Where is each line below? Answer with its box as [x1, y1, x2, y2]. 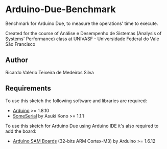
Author [5, 56, 28, 65]
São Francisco [5, 41, 36, 47]
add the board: [5, 128, 37, 134]
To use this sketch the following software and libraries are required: [5, 98, 147, 104]
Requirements [5, 84, 51, 93]
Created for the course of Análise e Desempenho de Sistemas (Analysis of [5, 30, 162, 36]
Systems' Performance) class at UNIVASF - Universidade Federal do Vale [5, 36, 159, 42]
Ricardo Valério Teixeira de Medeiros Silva [5, 69, 94, 75]
